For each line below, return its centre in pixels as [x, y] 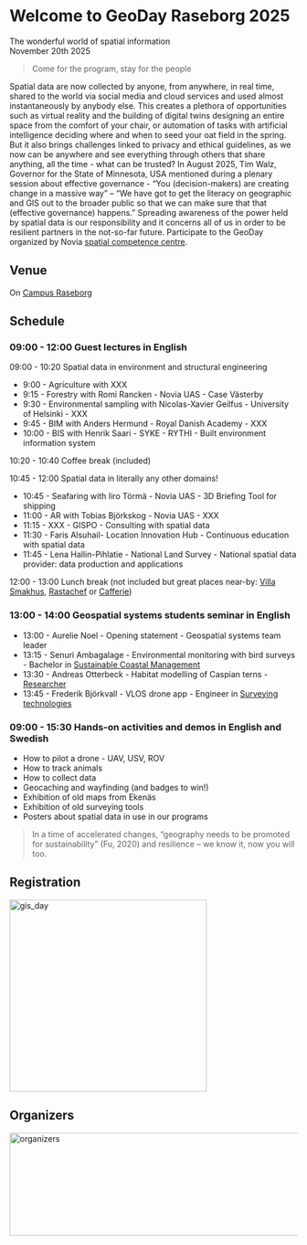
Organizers [42, 1116]
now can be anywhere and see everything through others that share [138, 154]
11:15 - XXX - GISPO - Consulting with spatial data [116, 526]
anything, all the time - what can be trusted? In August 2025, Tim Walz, [143, 164]
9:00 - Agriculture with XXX [75, 385]
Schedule [37, 321]
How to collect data [59, 778]
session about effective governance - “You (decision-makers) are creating [149, 183]
